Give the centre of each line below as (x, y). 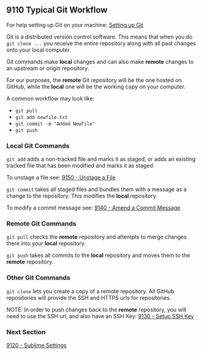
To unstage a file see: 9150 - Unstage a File (61, 178)
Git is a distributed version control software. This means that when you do (99, 37)
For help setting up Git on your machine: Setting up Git (75, 25)
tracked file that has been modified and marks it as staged (80, 166)
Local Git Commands (38, 145)
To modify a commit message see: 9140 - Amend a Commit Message (93, 208)
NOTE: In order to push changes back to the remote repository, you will (96, 310)
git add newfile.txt (41, 117)
